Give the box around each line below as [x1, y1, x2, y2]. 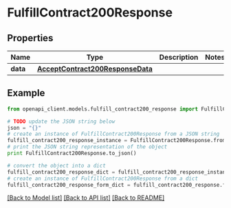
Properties [7, 32, 54, 44]
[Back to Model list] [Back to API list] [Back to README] [7, 194, 165, 202]
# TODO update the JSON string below [7, 118, 115, 125]
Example [7, 87, 45, 99]
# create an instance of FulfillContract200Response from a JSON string [7, 130, 220, 138]
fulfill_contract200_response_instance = [7, 137, 128, 144]
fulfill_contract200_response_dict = [7, 168, 115, 176]
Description [159, 53, 199, 62]
